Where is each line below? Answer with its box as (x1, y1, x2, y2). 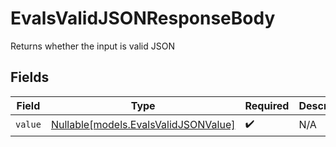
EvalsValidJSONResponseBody (10, 7, 276, 30)
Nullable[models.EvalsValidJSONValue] (50, 118, 236, 132)
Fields (10, 69, 50, 86)
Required (244, 98, 290, 112)
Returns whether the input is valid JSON (10, 40, 175, 52)
